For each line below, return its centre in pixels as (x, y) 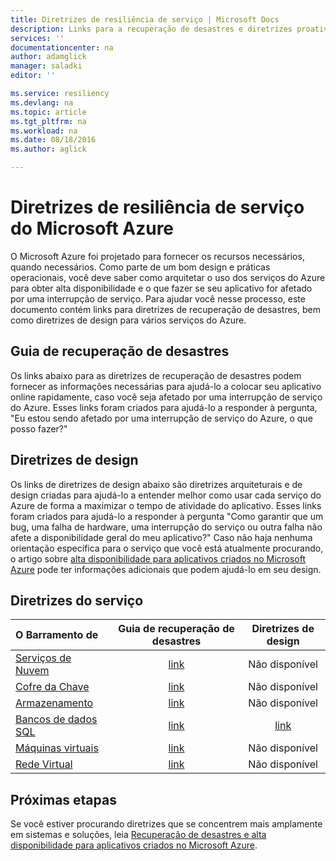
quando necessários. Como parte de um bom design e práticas (140, 267)
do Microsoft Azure (92, 228)
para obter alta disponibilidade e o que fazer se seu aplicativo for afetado (161, 288)
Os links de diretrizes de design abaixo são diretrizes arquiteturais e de (156, 484)
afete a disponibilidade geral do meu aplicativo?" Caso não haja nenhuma (161, 537)
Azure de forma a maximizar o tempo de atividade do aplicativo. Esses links (166, 505)
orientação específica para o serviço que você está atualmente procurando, (167, 548)
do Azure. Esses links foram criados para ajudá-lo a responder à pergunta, (164, 407)
